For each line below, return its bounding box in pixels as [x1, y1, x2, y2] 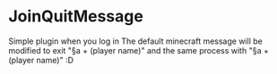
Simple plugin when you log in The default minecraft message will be [8, 36, 264, 46]
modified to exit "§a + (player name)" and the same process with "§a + [8, 45, 270, 55]
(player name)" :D [8, 54, 74, 65]
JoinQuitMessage [8, 6, 144, 27]
